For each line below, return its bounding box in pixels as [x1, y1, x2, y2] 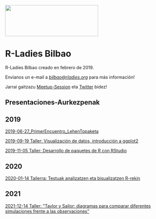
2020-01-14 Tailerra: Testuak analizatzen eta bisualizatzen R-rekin [5, 175, 140, 181]
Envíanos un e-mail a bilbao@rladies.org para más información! [5, 74, 135, 80]
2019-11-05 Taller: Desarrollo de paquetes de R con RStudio [5, 148, 127, 154]
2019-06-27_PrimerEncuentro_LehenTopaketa [5, 128, 99, 134]
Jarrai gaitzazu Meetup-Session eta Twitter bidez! [5, 84, 107, 90]
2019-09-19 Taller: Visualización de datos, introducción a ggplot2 [5, 138, 139, 144]
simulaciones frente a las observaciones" [5, 208, 90, 214]
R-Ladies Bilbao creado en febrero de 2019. [5, 64, 94, 70]
